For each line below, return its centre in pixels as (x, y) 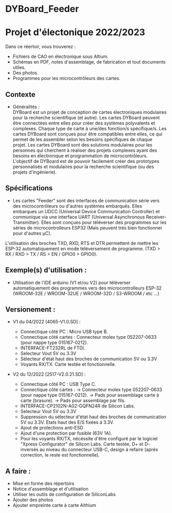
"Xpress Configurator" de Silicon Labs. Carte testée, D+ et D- (85, 444)
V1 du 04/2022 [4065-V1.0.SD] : (47, 322)
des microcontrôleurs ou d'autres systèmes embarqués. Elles (77, 206)
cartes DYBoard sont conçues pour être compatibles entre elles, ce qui (88, 134)
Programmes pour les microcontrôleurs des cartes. (67, 78)
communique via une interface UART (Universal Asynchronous (79, 217)
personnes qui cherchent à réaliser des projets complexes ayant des (85, 150)
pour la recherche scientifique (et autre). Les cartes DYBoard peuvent (86, 117)
